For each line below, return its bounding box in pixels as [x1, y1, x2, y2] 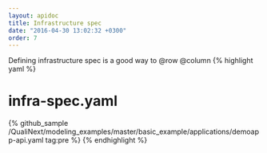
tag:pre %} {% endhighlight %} [45, 135, 148, 145]
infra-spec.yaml [8, 92, 118, 110]
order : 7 [8, 33, 38, 42]
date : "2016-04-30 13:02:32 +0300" [8, 26, 127, 34]
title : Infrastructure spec [8, 19, 102, 27]
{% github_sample [8, 119, 69, 128]
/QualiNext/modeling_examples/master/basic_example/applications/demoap [8, 127, 260, 136]
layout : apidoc [8, 11, 59, 20]
